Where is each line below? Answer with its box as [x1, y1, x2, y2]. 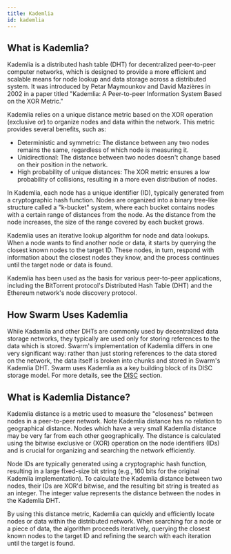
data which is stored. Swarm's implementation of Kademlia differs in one [7, 342, 213, 350]
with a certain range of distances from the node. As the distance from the [7, 211, 216, 219]
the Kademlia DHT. [7, 496, 61, 504]
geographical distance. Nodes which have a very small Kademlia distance [7, 424, 217, 432]
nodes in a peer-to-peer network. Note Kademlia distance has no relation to [7, 417, 223, 425]
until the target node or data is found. [7, 260, 113, 269]
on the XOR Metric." [7, 97, 63, 106]
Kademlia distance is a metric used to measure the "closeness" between [7, 409, 214, 418]
